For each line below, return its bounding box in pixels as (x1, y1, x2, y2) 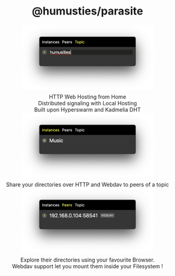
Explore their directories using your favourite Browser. (20, 256, 155, 263)
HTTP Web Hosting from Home (48, 93, 127, 100)
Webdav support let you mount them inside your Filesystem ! (12, 262, 163, 270)
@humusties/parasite (31, 4, 144, 18)
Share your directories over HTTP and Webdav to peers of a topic (6, 181, 169, 188)
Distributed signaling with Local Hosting (38, 99, 137, 107)
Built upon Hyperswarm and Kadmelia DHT (34, 106, 141, 113)
